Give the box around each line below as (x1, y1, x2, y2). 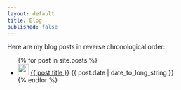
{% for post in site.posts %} (17, 56, 98, 65)
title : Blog (7, 17, 42, 24)
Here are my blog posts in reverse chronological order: (7, 43, 166, 51)
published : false (7, 23, 58, 30)
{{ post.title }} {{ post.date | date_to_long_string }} (30, 68, 174, 77)
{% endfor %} (17, 76, 58, 84)
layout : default (7, 10, 55, 18)
